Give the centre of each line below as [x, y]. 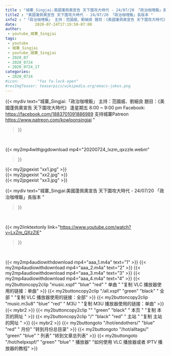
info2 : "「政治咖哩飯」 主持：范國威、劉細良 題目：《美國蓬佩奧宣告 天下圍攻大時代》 [86, 19]
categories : [18, 72]
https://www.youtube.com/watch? [95, 227]
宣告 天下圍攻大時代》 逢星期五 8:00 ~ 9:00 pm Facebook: [84, 107]
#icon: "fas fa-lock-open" [42, 81]
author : [13, 29]
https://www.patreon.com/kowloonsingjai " [50, 120]
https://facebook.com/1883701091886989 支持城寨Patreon [67, 114]
